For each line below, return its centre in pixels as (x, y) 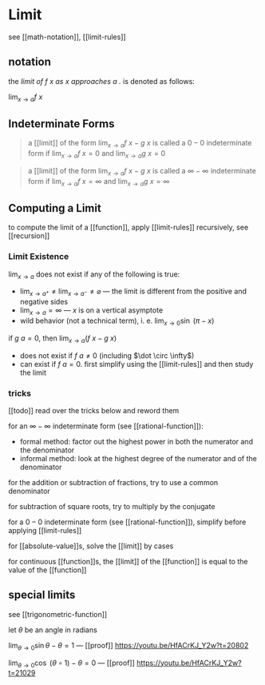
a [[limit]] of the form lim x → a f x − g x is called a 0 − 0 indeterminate (140, 144)
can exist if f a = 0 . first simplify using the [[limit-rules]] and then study (136, 364)
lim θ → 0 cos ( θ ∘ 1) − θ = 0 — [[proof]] (72, 663)
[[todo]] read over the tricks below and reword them (94, 410)
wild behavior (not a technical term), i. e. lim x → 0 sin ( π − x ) (117, 321)
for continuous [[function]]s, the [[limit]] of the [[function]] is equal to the (128, 561)
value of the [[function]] (47, 570)
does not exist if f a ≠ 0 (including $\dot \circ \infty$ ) (107, 355)
